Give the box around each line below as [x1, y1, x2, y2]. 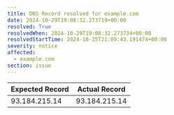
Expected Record [10, 84, 69, 94]
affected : [7, 49, 36, 56]
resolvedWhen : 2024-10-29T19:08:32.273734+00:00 [7, 29, 152, 37]
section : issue [7, 62, 52, 69]
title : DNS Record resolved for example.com [7, 10, 139, 17]
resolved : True [7, 23, 52, 30]
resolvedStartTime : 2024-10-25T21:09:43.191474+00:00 [7, 36, 168, 43]
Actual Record [77, 84, 126, 94]
